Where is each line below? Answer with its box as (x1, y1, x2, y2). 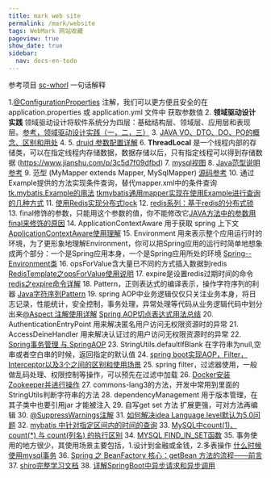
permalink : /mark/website (8, 19, 95, 27)
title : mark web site (8, 11, 81, 20)
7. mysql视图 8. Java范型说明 (165, 157, 261, 167)
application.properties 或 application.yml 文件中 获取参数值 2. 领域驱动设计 (8, 107, 256, 117)
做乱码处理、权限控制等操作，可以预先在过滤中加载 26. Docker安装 (8, 369, 231, 379)
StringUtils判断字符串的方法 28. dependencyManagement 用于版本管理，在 (8, 389, 258, 400)
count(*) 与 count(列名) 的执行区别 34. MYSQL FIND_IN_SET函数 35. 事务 (8, 430, 251, 440)
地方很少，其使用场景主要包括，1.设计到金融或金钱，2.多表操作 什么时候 (22, 440, 262, 450)
